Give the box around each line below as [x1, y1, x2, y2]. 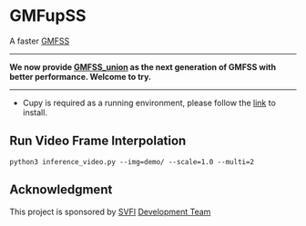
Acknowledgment [9, 182, 113, 198]
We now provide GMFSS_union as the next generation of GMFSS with [9, 61, 276, 73]
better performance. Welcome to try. [9, 71, 152, 82]
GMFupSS [9, 5, 87, 26]
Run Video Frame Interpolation [9, 133, 187, 149]
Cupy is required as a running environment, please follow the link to [22, 97, 276, 108]
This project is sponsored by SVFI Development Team [9, 206, 211, 217]
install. [22, 106, 48, 118]
